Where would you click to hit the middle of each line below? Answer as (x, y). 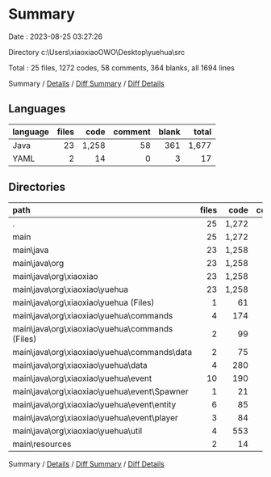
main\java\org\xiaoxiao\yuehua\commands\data (102, 352)
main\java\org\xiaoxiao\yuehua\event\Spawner (100, 391)
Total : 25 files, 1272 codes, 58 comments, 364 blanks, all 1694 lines (122, 68)
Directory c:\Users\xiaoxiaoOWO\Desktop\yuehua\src (97, 52)
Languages (37, 109)
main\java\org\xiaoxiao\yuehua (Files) (83, 302)
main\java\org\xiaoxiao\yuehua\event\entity (94, 404)
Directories (37, 187)
